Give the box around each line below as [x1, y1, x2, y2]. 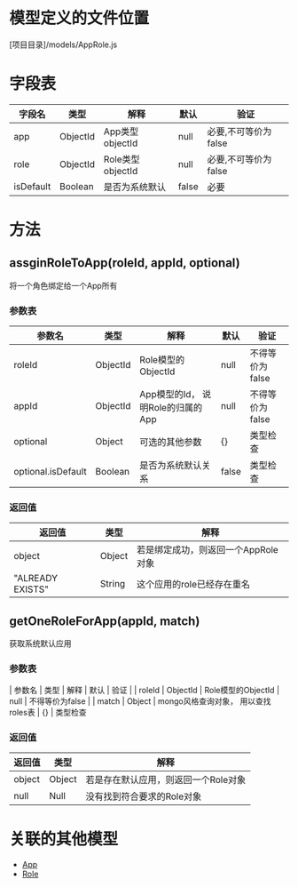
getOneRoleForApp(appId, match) [9, 613, 200, 628]
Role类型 [103, 153, 140, 165]
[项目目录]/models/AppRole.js [9, 39, 118, 50]
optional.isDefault [13, 466, 87, 478]
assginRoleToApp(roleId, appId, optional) [9, 255, 241, 271]
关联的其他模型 [9, 829, 119, 850]
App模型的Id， [139, 388, 200, 401]
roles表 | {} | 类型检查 [9, 707, 87, 717]
